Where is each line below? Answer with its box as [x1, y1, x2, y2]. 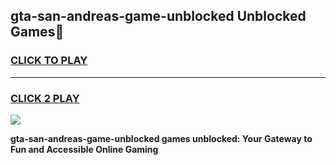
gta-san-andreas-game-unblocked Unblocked [10, 8, 307, 25]
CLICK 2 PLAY [10, 91, 80, 105]
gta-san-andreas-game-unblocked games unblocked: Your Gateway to [10, 132, 313, 144]
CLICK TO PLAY [10, 54, 88, 68]
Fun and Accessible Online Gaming [10, 143, 159, 155]
